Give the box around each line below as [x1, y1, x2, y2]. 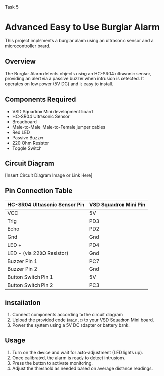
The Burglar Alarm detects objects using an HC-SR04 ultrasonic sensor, [5, 70, 152, 76]
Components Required [5, 95, 76, 104]
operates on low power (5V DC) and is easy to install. [5, 81, 114, 87]
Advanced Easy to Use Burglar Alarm [5, 22, 160, 33]
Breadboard [12, 118, 37, 125]
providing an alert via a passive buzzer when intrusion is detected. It [5, 75, 144, 81]
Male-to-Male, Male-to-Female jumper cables [12, 124, 106, 130]
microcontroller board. [5, 43, 51, 49]
